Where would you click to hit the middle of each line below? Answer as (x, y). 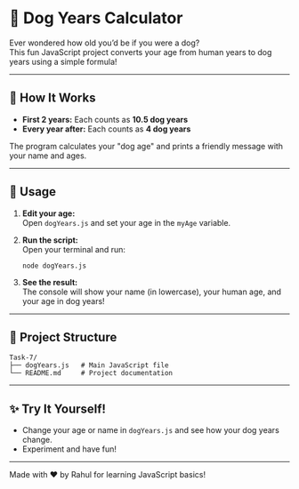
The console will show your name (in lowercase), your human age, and (152, 292)
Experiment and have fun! (69, 449)
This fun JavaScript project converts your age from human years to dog (141, 52)
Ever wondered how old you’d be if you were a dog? (105, 43)
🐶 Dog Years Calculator (96, 18)
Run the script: (50, 240)
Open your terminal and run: (74, 249)
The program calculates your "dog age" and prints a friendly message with (146, 146)
